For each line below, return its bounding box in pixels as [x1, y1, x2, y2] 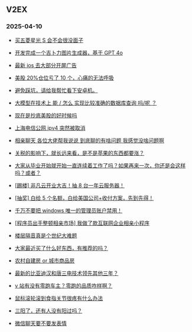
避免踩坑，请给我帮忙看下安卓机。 [14, 87, 98, 94]
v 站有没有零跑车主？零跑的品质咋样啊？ [14, 282, 113, 289]
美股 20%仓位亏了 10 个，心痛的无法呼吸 [14, 74, 114, 81]
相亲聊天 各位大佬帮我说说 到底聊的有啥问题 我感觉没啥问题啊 [14, 137, 164, 144]
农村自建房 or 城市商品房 [14, 257, 75, 264]
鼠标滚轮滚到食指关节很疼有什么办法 [14, 294, 103, 301]
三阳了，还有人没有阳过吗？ [14, 307, 83, 314]
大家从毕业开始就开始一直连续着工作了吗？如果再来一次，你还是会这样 [14, 162, 186, 169]
